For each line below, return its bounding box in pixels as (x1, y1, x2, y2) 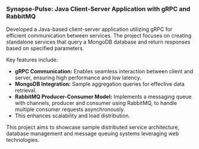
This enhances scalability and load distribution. (14, 112, 131, 119)
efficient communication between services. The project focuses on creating (6, 32, 192, 39)
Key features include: (6, 56, 58, 64)
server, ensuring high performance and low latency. (14, 74, 141, 82)
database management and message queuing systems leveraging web (6, 130, 179, 137)
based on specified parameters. (6, 45, 84, 52)
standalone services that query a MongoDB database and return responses (6, 38, 191, 46)
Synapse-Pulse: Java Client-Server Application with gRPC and (6, 5, 191, 13)
